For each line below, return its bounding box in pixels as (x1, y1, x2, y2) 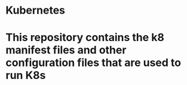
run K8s (5, 69, 46, 82)
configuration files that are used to (5, 56, 182, 70)
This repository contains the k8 (5, 31, 165, 45)
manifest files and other (5, 43, 127, 57)
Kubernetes (5, 4, 66, 17)
